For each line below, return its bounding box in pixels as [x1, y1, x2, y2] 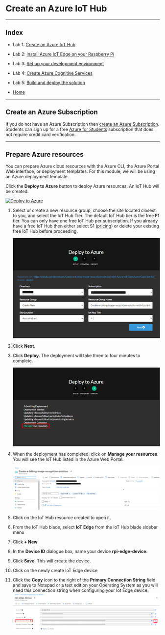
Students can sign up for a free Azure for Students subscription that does [5, 126, 154, 132]
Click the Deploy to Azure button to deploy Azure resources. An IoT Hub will [5, 183, 160, 189]
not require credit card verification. [5, 131, 76, 138]
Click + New [12, 539, 38, 545]
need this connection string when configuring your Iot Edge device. [12, 587, 149, 593]
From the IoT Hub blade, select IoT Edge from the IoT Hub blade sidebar [12, 524, 158, 530]
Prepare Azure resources [5, 150, 84, 159]
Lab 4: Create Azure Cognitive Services [12, 70, 93, 76]
